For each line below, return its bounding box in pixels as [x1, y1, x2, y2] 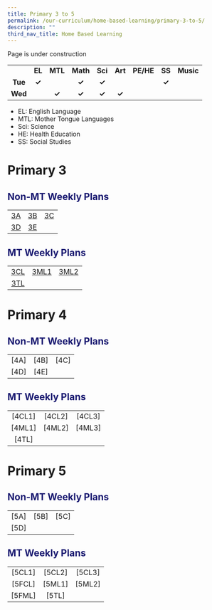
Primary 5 [7, 463, 66, 479]
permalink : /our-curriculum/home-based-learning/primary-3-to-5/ [7, 17, 205, 24]
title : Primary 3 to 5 [7, 10, 75, 18]
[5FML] [11, 590, 36, 600]
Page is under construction [7, 50, 87, 58]
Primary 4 [7, 307, 68, 323]
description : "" [7, 23, 55, 31]
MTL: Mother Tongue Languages [17, 115, 115, 123]
